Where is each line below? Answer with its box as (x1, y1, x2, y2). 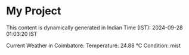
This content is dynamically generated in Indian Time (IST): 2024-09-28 (6, 24, 183, 31)
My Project (6, 4, 61, 18)
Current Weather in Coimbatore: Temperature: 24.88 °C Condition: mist (6, 42, 181, 49)
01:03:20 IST (6, 30, 38, 37)
